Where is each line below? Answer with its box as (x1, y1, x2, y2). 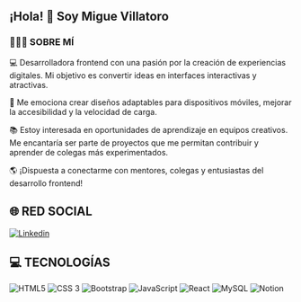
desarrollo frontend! (9, 177, 84, 189)
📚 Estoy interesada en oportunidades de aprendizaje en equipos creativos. (9, 124, 288, 135)
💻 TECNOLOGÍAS (9, 254, 111, 270)
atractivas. (9, 79, 49, 90)
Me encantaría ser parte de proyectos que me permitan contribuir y (9, 137, 259, 148)
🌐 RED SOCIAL (9, 204, 93, 219)
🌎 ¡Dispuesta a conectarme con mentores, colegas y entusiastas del (9, 164, 264, 175)
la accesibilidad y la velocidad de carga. (9, 106, 157, 117)
